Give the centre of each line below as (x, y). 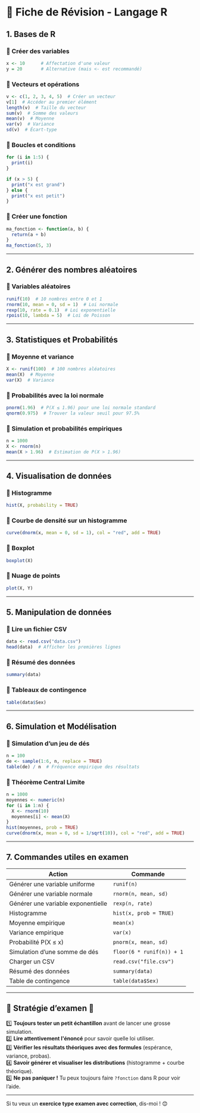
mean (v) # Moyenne (30, 119)
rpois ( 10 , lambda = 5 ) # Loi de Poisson (58, 316)
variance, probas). (29, 1056)
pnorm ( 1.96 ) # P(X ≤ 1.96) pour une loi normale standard (81, 407)
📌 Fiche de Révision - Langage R (87, 12)
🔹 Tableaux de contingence (46, 690)
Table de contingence (40, 981)
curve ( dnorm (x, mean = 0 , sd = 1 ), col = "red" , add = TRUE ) (84, 533)
